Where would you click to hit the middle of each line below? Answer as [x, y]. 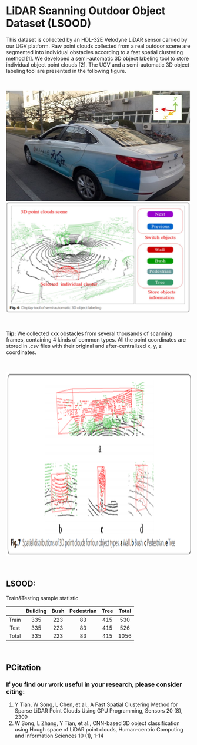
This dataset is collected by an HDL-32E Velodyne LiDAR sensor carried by [97, 39]
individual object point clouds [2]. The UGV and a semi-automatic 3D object [98, 64]
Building [36, 611]
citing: [16, 691]
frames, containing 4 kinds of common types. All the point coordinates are [96, 339]
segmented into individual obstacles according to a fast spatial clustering [95, 52]
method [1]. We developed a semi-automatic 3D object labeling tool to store [98, 58]
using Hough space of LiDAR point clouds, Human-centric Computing [99, 730]
